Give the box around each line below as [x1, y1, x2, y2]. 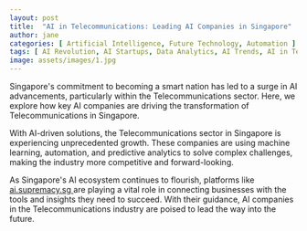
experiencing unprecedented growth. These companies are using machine [9, 138, 291, 148]
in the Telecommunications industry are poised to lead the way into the [9, 204, 277, 215]
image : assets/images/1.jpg [9, 56, 117, 65]
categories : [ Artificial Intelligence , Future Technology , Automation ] [9, 38, 297, 48]
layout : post [9, 13, 59, 23]
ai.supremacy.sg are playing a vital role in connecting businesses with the [9, 184, 287, 194]
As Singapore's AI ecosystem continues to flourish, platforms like [9, 174, 255, 185]
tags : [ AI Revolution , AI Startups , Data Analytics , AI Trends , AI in [9, 47, 288, 57]
